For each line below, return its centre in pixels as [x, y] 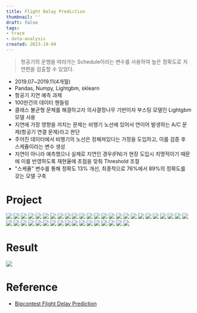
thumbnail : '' [24, 17]
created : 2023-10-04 [31, 45]
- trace [16, 33]
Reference [32, 287]
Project [24, 200]
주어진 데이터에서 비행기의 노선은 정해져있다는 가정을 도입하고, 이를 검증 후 [100, 139]
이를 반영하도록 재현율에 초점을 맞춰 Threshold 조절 [80, 161]
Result [22, 248]
